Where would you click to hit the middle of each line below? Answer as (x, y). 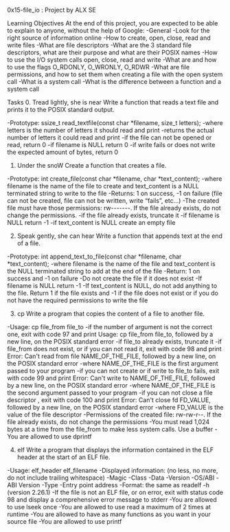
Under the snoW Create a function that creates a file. (92, 165)
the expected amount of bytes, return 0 (63, 152)
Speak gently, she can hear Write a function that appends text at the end (120, 236)
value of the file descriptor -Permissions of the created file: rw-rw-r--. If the (114, 414)
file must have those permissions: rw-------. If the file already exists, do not (114, 208)
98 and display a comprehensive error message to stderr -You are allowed (112, 500)
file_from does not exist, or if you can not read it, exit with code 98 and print (114, 349)
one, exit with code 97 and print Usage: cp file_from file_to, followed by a (110, 334)
